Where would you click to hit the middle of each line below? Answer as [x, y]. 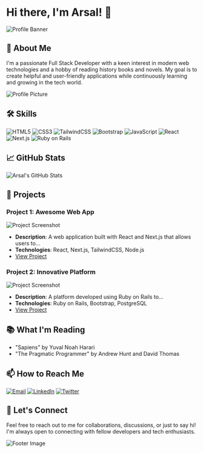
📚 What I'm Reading [46, 329]
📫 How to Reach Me [45, 374]
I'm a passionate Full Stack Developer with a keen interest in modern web [98, 63]
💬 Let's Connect [37, 410]
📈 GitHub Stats [36, 158]
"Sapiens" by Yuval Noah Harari [55, 347]
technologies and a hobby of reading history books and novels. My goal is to [102, 69]
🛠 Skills [22, 114]
